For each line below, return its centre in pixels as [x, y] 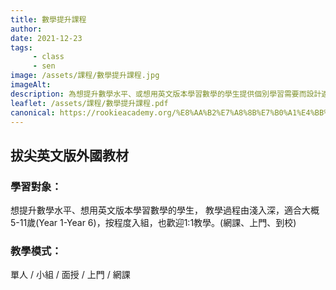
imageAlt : [31, 85]
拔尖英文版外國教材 [69, 155]
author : [26, 29]
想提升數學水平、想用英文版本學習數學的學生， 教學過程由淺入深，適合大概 [165, 210]
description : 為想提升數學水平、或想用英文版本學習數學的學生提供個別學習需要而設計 [166, 94]
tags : [21, 47]
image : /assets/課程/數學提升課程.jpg [85, 76]
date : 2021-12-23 [46, 38]
